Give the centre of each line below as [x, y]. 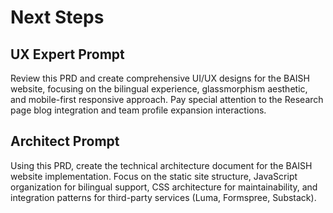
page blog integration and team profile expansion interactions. [138, 110]
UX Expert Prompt [67, 54]
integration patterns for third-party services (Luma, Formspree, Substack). [163, 197]
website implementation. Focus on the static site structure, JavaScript [154, 176]
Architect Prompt [65, 141]
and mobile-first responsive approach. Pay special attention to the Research [167, 99]
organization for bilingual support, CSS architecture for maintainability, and [164, 187]
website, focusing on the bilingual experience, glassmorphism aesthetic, [159, 89]
